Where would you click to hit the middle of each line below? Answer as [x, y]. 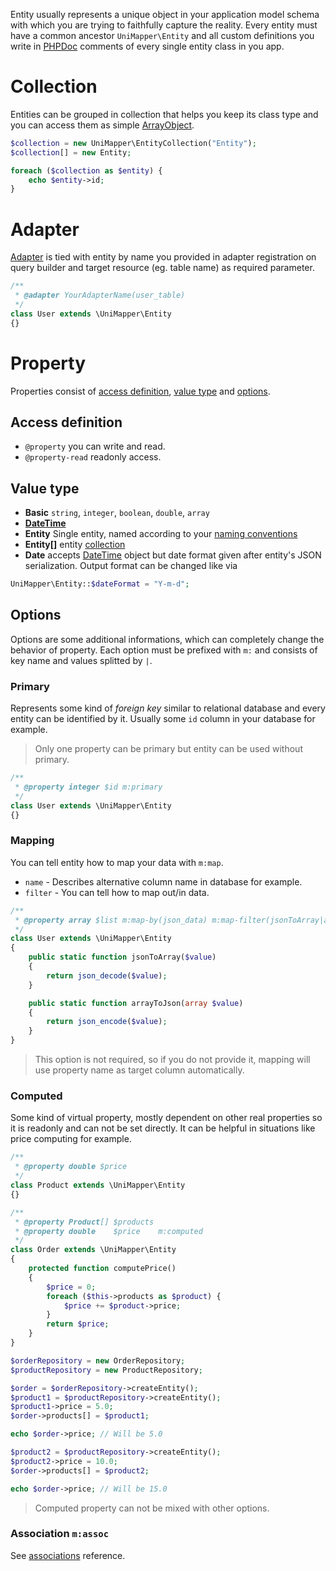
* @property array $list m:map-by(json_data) [111, 920]
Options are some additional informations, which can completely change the [167, 639]
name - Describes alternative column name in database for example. [163, 881]
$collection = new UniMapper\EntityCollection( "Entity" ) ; [133, 143]
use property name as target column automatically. [139, 1070]
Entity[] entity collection [75, 545]
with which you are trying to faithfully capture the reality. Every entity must [164, 25]
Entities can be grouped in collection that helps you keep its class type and [164, 114]
